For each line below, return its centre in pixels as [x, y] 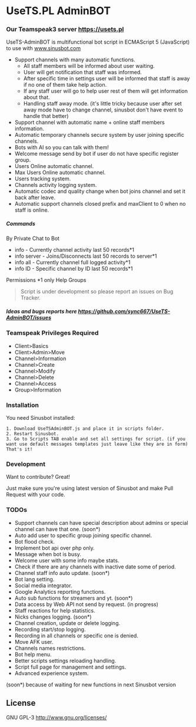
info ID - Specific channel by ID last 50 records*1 [74, 269]
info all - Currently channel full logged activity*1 [72, 262]
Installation [23, 405]
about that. [36, 97]
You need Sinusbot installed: [41, 418]
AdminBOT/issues [29, 318]
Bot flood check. [34, 541]
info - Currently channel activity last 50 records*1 [74, 250]
